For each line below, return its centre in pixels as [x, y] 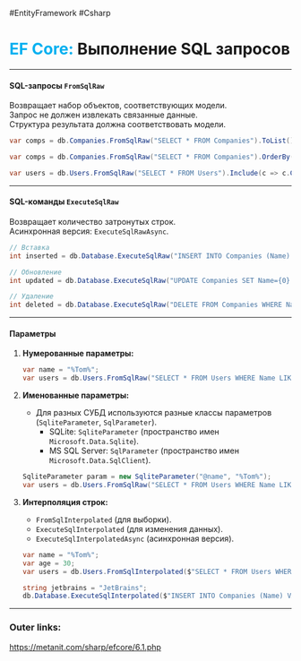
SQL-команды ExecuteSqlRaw [64, 202]
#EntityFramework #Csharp [60, 13]
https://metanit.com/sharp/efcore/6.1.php [85, 647]
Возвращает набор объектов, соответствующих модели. [118, 106]
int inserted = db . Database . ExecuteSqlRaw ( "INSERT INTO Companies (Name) [150, 256]
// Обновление [36, 272]
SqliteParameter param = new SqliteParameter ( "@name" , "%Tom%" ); [146, 477]
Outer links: [35, 628]
